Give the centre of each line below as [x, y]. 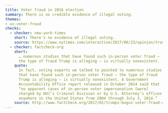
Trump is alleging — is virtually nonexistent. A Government [83, 79]
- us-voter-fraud [23, 24]
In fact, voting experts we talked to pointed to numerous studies [90, 70]
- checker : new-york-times [38, 33]
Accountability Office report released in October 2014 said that [89, 84]
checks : [13, 28]
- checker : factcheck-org [37, 47]
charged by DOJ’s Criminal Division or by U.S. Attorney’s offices [90, 93]
